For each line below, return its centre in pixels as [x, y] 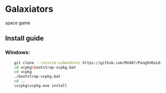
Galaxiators [29, 9]
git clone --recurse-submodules [47, 63]
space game [18, 23]
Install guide [24, 38]
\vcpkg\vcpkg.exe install [41, 86]
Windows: [18, 52]
